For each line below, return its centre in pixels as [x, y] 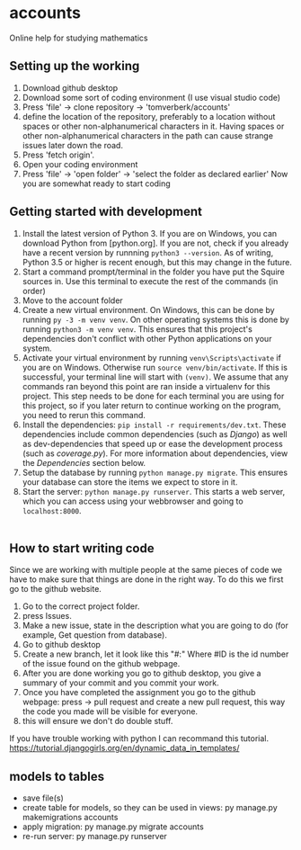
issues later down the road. [73, 145]
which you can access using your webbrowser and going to [133, 501]
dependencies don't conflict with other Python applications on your [147, 338]
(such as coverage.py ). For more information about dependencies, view [155, 453]
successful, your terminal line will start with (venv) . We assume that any [155, 377]
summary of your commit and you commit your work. [120, 683]
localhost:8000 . [52, 510]
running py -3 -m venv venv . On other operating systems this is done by [156, 319]
